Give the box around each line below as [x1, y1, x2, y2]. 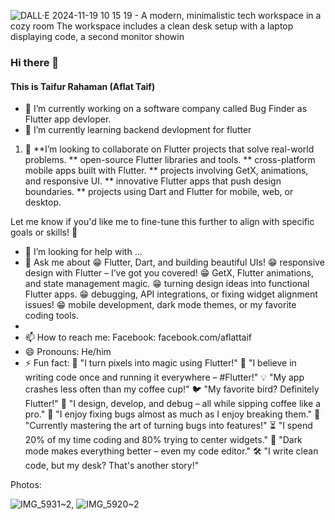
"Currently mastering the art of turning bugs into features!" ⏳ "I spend [24, 420, 313, 432]
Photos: [10, 479, 42, 491]
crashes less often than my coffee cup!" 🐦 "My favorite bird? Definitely [24, 383, 320, 395]
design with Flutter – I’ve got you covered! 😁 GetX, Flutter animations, [24, 267, 314, 279]
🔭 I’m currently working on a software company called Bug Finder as [24, 103, 308, 115]
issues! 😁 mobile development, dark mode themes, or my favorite [24, 299, 297, 311]
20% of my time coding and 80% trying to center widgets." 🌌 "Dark [24, 434, 303, 446]
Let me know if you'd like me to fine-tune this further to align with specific [10, 216, 315, 228]
